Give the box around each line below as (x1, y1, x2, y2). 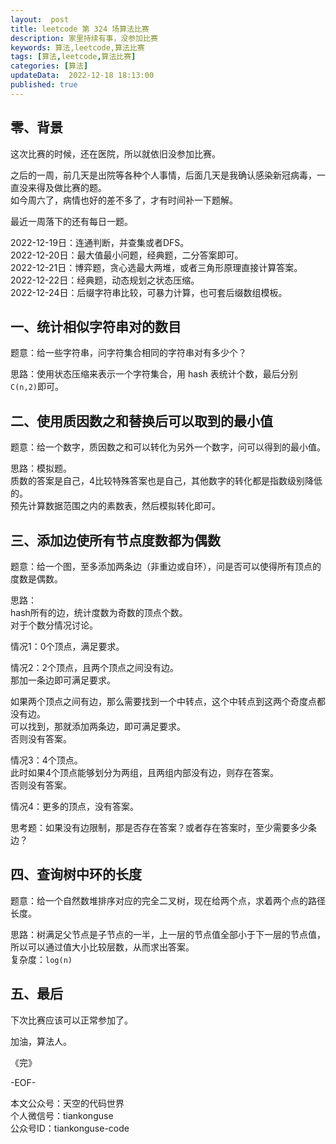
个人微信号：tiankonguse (10, 1109, 114, 1121)
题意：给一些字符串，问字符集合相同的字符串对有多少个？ (10, 347, 247, 359)
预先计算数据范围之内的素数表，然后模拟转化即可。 (10, 500, 221, 512)
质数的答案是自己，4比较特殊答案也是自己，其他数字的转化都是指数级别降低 (10, 475, 323, 487)
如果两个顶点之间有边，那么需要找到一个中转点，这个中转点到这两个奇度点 (10, 696, 317, 707)
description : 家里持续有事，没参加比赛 (10, 33, 158, 43)
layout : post (10, 14, 70, 25)
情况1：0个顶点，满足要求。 (10, 641, 125, 652)
